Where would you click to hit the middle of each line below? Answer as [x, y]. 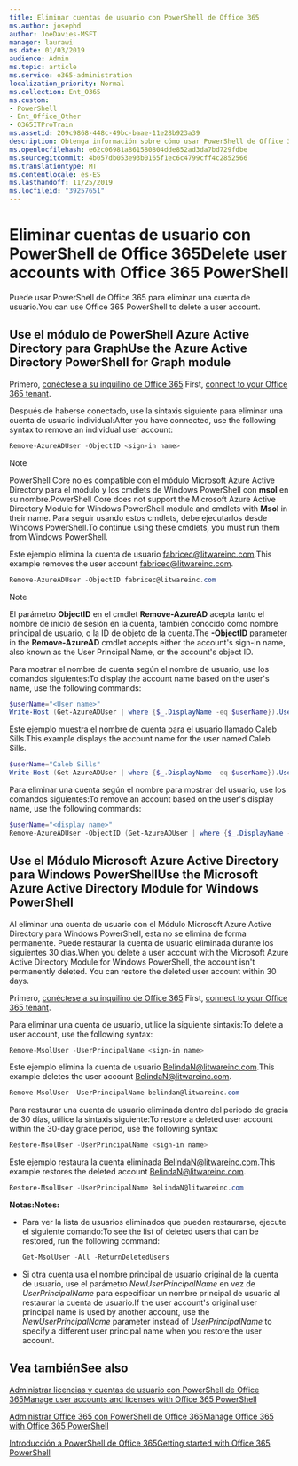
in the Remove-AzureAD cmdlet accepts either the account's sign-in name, [147, 642]
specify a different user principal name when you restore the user [142, 1331]
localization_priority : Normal [67, 84]
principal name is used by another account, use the [116, 1311]
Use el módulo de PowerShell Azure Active [129, 335]
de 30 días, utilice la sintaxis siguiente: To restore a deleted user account [141, 1119]
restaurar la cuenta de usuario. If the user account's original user [140, 1302]
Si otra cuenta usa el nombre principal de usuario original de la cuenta [150, 1274]
